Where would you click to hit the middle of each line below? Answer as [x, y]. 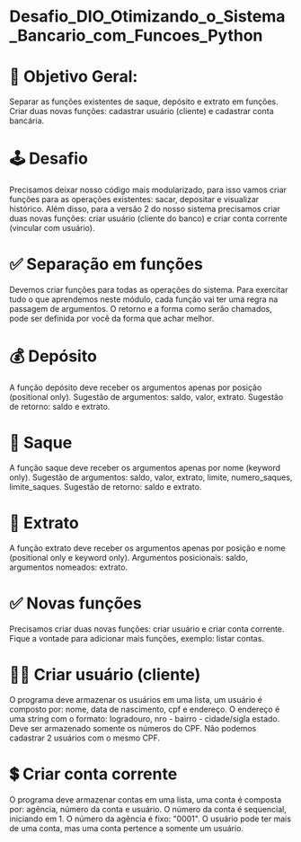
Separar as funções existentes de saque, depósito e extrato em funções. [144, 102]
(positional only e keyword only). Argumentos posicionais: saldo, [129, 557]
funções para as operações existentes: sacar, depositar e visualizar [134, 199]
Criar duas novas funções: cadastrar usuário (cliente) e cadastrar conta [142, 111]
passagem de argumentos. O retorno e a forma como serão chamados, [141, 309]
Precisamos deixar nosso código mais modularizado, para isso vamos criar [148, 190]
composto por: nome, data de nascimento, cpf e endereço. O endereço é [145, 709]
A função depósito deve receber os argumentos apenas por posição [136, 387]
